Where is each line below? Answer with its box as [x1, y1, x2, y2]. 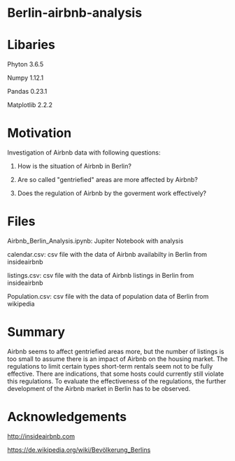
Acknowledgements [7, 409, 127, 425]
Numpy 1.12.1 [7, 73, 44, 82]
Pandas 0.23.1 [7, 87, 48, 96]
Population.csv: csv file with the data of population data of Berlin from [7, 292, 209, 300]
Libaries [7, 37, 56, 53]
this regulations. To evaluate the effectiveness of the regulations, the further [7, 376, 227, 385]
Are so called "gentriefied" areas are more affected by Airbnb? [17, 176, 198, 184]
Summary [7, 324, 65, 340]
